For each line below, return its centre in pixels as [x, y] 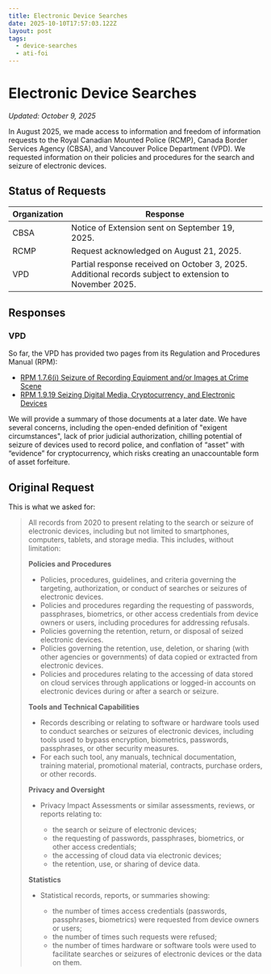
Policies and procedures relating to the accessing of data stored [147, 674]
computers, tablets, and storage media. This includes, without [131, 540]
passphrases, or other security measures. [110, 748]
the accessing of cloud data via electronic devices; [137, 856]
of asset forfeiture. [39, 462]
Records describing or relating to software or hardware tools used [150, 723]
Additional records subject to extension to [150, 274]
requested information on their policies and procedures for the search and [131, 157]
